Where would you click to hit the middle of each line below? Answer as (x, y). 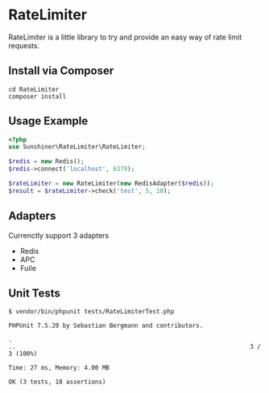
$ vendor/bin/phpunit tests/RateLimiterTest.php (91, 312)
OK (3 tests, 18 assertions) (57, 382)
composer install (37, 96)
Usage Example (48, 121)
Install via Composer (61, 71)
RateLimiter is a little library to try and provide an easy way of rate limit (125, 37)
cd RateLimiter (34, 89)
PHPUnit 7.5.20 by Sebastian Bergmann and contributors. (106, 326)
